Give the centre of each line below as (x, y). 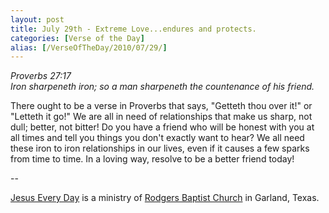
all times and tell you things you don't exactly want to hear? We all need (157, 138)
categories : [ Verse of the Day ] (77, 38)
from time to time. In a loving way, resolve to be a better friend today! (152, 159)
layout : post (37, 19)
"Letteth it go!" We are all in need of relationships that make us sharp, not (161, 117)
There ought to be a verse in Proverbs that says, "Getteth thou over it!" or (161, 106)
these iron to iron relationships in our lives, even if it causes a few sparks (160, 148)
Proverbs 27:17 (41, 76)
